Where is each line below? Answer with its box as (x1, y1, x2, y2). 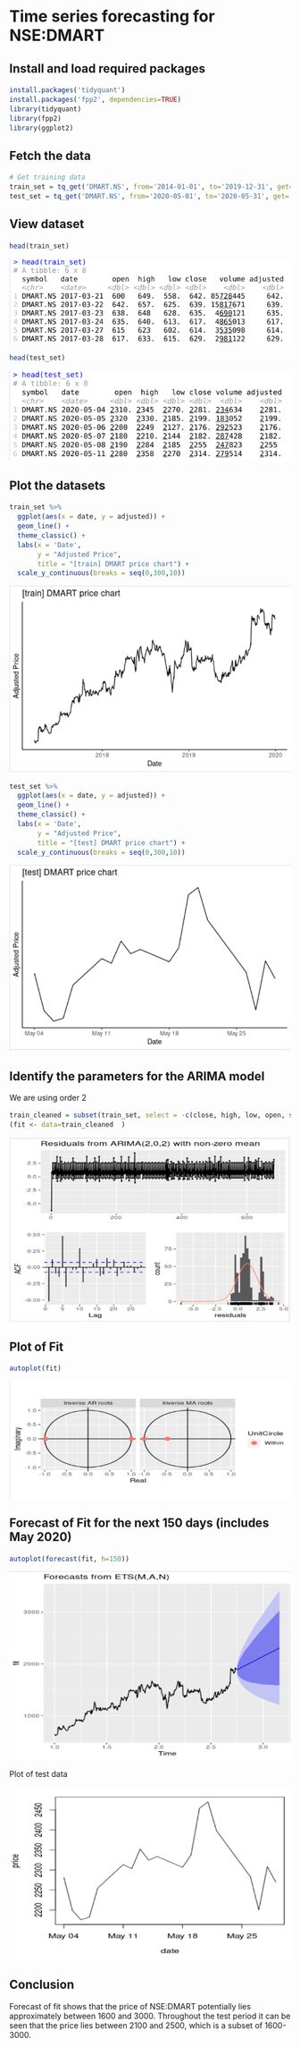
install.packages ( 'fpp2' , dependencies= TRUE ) (9, 95, 181, 104)
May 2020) (9, 1529, 72, 1544)
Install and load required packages (9, 61, 205, 76)
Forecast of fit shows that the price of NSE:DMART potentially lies (9, 2000, 252, 2011)
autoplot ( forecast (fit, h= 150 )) (9, 1554, 129, 1563)
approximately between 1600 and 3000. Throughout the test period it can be (9, 2010, 291, 2021)
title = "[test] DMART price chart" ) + (37, 838, 186, 847)
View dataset (9, 216, 85, 232)
